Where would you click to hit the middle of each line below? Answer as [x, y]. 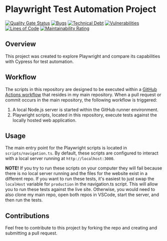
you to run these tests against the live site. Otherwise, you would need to [80, 189]
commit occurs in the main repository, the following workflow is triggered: [81, 100]
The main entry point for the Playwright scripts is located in [66, 148]
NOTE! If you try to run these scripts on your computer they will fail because [84, 168]
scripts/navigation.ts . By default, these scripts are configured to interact [82, 153]
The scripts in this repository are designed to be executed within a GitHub [81, 89]
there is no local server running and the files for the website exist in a [76, 173]
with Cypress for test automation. [39, 61]
